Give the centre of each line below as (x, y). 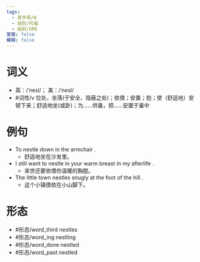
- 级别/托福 (25, 23)
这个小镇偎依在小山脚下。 (56, 184)
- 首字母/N (24, 18)
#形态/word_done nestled (47, 244)
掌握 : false (20, 35)
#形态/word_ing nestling (45, 237)
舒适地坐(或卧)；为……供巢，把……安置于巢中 (93, 105)
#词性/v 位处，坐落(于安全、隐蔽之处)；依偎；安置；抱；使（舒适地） (102, 97)
